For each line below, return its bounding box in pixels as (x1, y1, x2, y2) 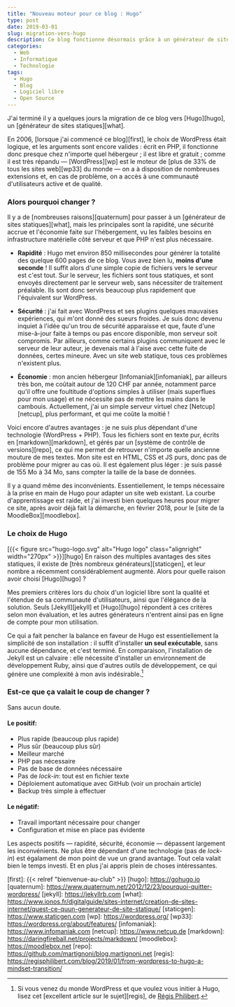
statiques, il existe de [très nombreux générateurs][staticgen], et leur (7, 559, 206, 568)
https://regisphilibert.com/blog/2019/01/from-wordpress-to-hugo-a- (7, 957, 204, 965)
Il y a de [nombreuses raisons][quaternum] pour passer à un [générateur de (7, 213, 226, 221)
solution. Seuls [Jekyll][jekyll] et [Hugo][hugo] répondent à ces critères (7, 603, 213, 611)
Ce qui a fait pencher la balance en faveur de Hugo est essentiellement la (7, 631, 219, 640)
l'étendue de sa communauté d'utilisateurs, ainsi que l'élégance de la (7, 596, 206, 604)
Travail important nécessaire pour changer (17, 818, 141, 826)
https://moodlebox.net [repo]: (7, 942, 93, 950)
